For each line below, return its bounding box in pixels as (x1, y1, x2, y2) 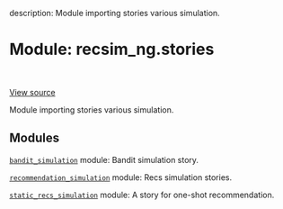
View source (9, 86, 56, 97)
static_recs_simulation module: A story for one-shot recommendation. (9, 189, 275, 200)
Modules (9, 131, 60, 146)
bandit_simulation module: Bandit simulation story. (9, 154, 199, 165)
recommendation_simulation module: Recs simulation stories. (9, 171, 233, 183)
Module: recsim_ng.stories (9, 40, 215, 59)
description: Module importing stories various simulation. (9, 8, 220, 18)
